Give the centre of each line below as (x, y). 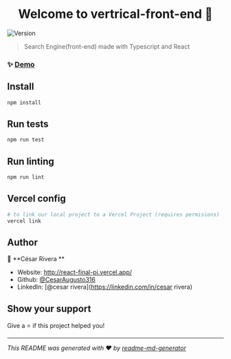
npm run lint (26, 177)
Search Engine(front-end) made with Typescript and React (107, 46)
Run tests (28, 124)
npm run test (26, 140)
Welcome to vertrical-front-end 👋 (115, 14)
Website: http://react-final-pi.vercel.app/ (75, 272)
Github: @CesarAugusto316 (56, 280)
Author (22, 242)
